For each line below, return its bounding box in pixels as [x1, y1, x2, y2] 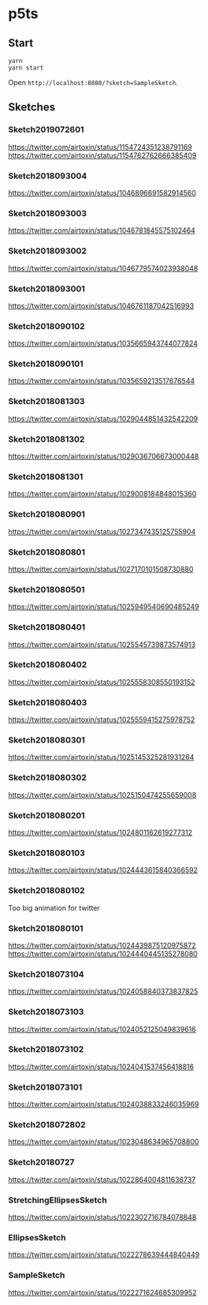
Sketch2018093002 [8, 245, 87, 256]
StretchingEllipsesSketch [8, 1195, 108, 1206]
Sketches [8, 100, 56, 114]
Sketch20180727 [8, 1157, 75, 1168]
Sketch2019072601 [8, 124, 84, 135]
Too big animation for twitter [8, 903, 100, 912]
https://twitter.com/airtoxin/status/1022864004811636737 [8, 1175, 196, 1184]
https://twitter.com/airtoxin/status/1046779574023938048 [8, 264, 199, 273]
